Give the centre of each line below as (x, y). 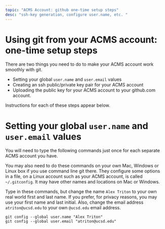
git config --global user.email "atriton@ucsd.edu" (61, 221)
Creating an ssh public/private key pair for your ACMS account (78, 85)
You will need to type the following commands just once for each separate (83, 151)
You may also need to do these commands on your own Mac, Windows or (82, 166)
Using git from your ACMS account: (81, 40)
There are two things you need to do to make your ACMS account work (79, 64)
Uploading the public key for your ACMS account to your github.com (84, 90)
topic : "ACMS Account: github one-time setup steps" (62, 10)
